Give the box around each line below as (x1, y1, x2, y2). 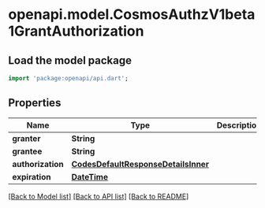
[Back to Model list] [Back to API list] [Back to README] (8, 191, 189, 201)
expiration (12, 171, 51, 182)
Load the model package (8, 54, 132, 67)
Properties (8, 96, 62, 110)
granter (12, 132, 41, 143)
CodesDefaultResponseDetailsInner (71, 158, 209, 169)
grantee (12, 146, 43, 157)
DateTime (71, 171, 109, 182)
